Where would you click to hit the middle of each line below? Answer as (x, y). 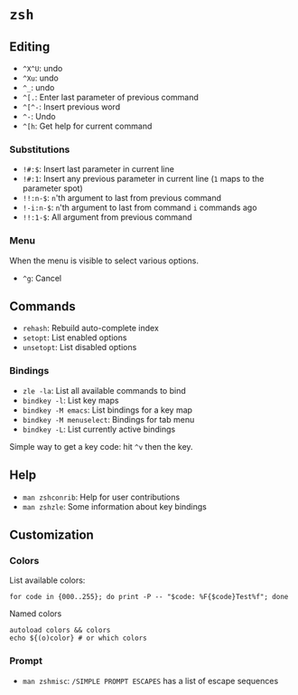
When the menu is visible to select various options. (104, 261)
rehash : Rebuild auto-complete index (91, 328)
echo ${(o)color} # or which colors (78, 638)
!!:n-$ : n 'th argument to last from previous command (122, 198)
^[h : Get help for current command (87, 126)
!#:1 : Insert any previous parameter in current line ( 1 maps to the (143, 179)
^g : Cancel (42, 278)
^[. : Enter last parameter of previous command (110, 97)
